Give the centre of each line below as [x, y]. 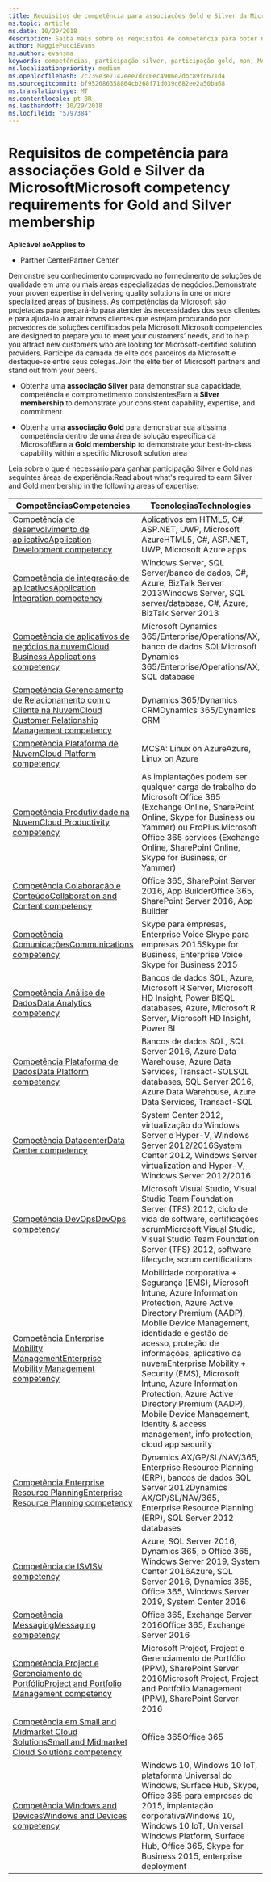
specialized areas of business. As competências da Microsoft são [117, 301]
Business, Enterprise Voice [192, 954]
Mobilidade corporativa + [189, 1272]
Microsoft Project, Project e [193, 1648]
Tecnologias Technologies [201, 506]
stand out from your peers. [53, 370]
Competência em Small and [65, 1721]
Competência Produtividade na [71, 812]
